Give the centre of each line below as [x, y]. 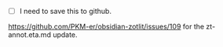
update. [65, 35]
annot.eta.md [29, 35]
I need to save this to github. [66, 11]
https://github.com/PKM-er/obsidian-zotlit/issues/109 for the [106, 27]
